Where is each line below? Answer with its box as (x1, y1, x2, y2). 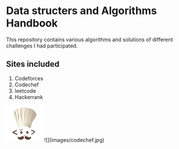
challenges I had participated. (6, 42, 78, 49)
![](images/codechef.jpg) (43, 136, 104, 143)
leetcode (14, 87, 36, 94)
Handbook (6, 16, 58, 30)
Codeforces (14, 74, 43, 82)
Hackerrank (14, 93, 43, 100)
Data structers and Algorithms (6, 4, 157, 18)
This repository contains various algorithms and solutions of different (6, 36, 173, 43)
